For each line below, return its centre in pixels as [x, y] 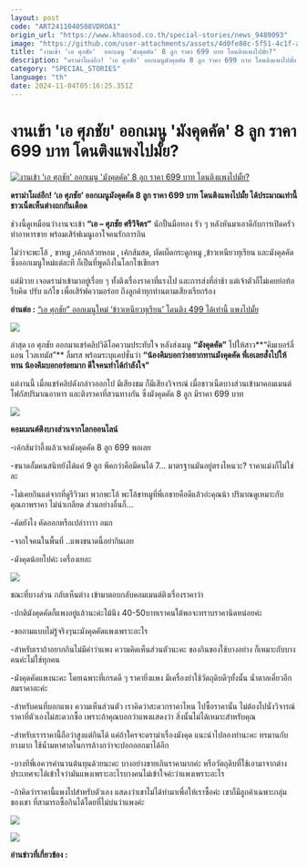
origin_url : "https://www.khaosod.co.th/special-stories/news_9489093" [149, 35]
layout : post [35, 18]
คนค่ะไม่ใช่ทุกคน [35, 659]
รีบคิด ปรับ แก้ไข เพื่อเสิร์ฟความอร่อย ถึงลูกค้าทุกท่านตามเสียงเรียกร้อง [113, 291]
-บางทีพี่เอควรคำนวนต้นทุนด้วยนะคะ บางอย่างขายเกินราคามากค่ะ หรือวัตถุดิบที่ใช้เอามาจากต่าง [149, 763]
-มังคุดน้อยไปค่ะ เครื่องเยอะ [51, 559]
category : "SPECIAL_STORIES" [66, 69]
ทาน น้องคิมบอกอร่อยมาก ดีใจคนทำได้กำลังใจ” [80, 365]
